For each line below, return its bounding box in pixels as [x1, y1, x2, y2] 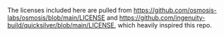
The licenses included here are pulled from [7, 6, 132, 14]
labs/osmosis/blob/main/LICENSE [7, 13, 105, 22]
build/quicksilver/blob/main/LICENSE [7, 21, 115, 29]
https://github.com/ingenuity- [119, 13, 206, 22]
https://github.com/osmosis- [133, 6, 217, 14]
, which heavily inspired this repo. [114, 21, 212, 29]
